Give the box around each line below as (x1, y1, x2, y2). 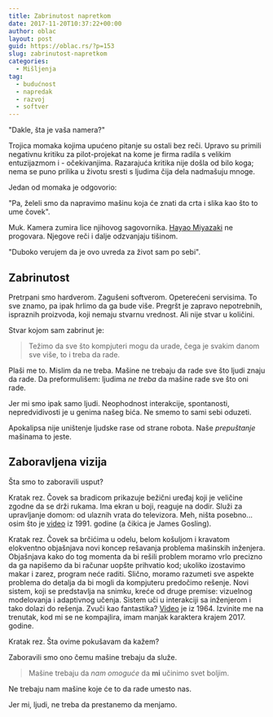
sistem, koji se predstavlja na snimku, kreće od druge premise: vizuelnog (8, 586, 253, 596)
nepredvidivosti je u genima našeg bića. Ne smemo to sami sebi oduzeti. (8, 407, 252, 417)
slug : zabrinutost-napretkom (8, 50, 108, 58)
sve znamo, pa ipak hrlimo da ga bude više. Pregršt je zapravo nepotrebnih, (8, 300, 263, 310)
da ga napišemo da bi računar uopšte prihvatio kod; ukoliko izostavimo (8, 560, 246, 570)
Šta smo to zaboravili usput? (8, 477, 103, 487)
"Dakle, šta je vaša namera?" (8, 125, 106, 135)
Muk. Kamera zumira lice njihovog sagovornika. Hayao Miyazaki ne (8, 223, 234, 233)
